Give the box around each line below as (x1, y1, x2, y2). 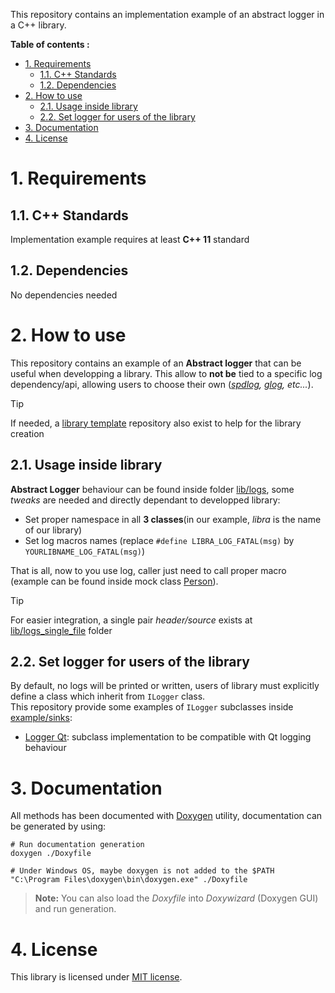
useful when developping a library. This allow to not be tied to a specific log (10, 367, 323, 379)
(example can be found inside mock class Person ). (10, 575, 219, 587)
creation (10, 427, 45, 439)
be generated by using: (10, 820, 107, 833)
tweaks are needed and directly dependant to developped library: (10, 494, 281, 506)
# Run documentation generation (10, 840, 145, 850)
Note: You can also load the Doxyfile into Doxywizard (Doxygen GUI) (34, 892, 319, 904)
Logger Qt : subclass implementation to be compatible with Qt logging (24, 731, 312, 743)
